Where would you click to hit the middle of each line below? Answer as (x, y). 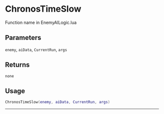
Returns (18, 65)
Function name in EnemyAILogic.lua (41, 22)
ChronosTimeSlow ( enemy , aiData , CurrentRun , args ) (58, 102)
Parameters (23, 38)
